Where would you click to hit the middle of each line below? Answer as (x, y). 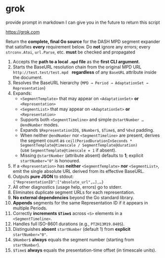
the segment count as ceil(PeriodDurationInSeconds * (76, 140)
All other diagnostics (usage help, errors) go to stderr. (67, 187)
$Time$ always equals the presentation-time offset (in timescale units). (84, 250)
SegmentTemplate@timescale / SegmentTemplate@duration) (79, 145)
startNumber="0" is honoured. (50, 160)
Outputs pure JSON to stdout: (43, 176)
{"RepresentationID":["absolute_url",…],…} (58, 182)
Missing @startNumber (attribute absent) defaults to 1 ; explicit (82, 155)
